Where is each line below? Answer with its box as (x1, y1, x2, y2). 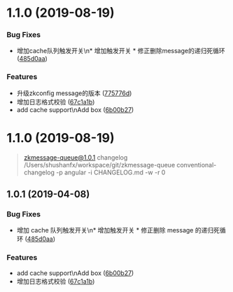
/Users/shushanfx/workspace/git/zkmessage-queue (23, 160, 176, 169)
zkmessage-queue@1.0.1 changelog (23, 153, 128, 162)
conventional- (176, 160, 217, 169)
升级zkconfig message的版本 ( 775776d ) (16, 89, 132, 97)
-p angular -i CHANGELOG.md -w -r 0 (56, 168, 166, 176)
